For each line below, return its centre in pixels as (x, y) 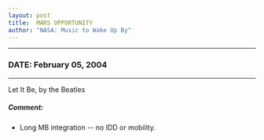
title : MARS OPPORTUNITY (50, 23)
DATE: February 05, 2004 (58, 65)
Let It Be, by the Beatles (47, 89)
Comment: (26, 108)
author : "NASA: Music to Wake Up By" (70, 30)
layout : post (29, 15)
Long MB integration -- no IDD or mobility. (87, 127)
